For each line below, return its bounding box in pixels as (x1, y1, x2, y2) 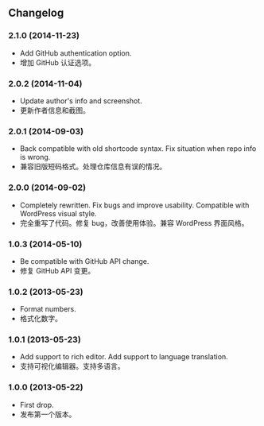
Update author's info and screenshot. (19, 95, 143, 106)
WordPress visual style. (19, 208, 97, 218)
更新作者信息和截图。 (19, 105, 90, 114)
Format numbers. (19, 304, 77, 314)
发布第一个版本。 (19, 409, 76, 419)
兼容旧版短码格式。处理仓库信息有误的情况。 (19, 162, 167, 172)
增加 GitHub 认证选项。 (19, 57, 96, 67)
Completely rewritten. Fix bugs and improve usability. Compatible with (19, 200, 250, 210)
